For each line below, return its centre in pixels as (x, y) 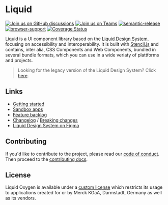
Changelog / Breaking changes (45, 120)
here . (23, 75)
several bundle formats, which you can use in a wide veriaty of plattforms (82, 55)
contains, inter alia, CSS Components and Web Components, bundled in (81, 49)
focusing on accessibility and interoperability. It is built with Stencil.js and (82, 44)
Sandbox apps (28, 109)
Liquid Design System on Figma (46, 125)
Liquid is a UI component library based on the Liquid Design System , (77, 39)
